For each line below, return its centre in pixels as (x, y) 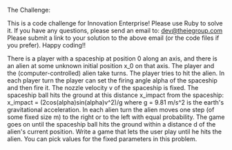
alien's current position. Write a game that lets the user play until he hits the (115, 131)
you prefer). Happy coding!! (47, 45)
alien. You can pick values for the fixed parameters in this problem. (102, 139)
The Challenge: (29, 10)
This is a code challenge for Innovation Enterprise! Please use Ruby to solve (115, 23)
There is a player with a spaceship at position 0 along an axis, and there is (112, 58)
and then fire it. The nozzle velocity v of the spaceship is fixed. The (103, 88)
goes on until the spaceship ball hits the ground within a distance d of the (112, 124)
